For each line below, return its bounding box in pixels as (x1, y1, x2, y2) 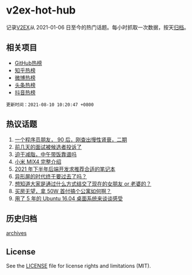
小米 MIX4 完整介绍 (14, 158, 62, 165)
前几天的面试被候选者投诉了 (14, 143, 82, 150)
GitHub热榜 (14, 59, 42, 67)
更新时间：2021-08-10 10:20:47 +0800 (6, 101, 94, 108)
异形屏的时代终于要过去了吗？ (14, 173, 87, 180)
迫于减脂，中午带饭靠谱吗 (14, 151, 77, 158)
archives (6, 230, 27, 237)
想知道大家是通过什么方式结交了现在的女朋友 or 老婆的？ (14, 180, 151, 187)
